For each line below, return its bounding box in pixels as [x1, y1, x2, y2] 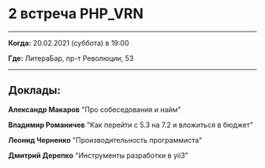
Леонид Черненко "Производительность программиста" [8, 135, 203, 144]
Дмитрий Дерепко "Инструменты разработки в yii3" [8, 151, 188, 160]
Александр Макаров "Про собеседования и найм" [8, 104, 181, 114]
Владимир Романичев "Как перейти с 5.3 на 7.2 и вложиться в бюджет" [8, 120, 254, 129]
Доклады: [8, 84, 62, 97]
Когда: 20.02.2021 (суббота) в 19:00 [8, 38, 129, 47]
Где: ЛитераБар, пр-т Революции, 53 [8, 53, 134, 63]
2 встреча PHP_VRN [8, 5, 144, 23]
